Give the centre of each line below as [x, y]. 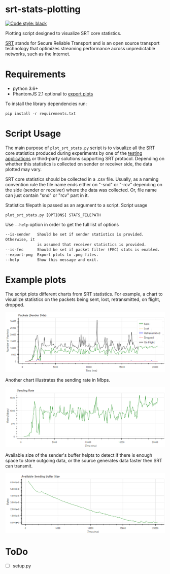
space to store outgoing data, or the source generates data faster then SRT [84, 460]
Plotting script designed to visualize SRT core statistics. [63, 33]
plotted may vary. [24, 169]
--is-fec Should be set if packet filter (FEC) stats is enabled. [82, 250]
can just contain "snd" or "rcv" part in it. [47, 195]
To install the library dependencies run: [46, 104]
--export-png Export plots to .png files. [52, 255]
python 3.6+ [25, 88]
